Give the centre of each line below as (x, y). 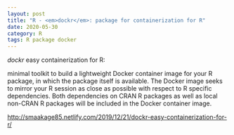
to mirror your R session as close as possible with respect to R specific (110, 89)
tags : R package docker (42, 40)
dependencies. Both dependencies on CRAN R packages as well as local (112, 96)
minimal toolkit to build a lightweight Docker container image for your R (110, 74)
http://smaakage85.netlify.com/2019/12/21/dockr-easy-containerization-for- (117, 117)
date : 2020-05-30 (33, 27)
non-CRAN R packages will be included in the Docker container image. (110, 103)
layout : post (26, 14)
